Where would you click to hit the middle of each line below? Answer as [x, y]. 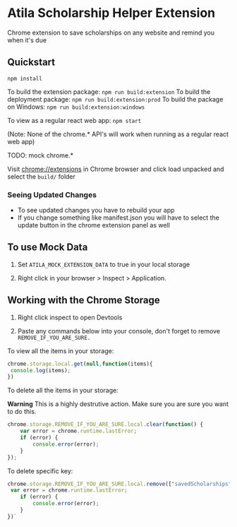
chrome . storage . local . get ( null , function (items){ [80, 364]
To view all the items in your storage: [61, 350]
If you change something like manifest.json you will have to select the [119, 218]
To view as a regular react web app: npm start [74, 120]
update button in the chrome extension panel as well [94, 225]
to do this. [22, 412]
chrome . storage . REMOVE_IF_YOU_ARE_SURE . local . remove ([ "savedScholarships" [120, 484]
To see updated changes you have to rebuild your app [96, 211]
